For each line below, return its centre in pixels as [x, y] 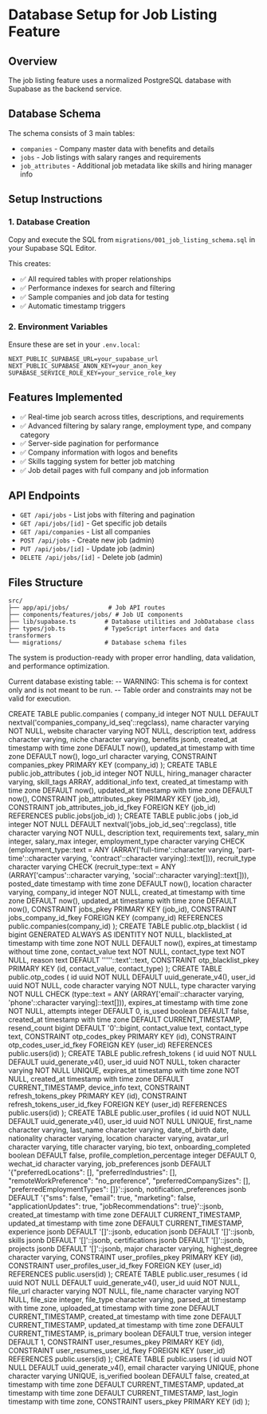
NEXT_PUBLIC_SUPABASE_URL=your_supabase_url [83, 359]
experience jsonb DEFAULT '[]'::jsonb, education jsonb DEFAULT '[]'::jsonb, [132, 1232]
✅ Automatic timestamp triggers [73, 306]
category [35, 435]
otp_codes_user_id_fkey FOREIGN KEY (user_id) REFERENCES [110, 1045]
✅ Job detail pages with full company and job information [114, 470]
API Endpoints [44, 496]
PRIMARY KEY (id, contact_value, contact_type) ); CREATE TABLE [116, 969]
